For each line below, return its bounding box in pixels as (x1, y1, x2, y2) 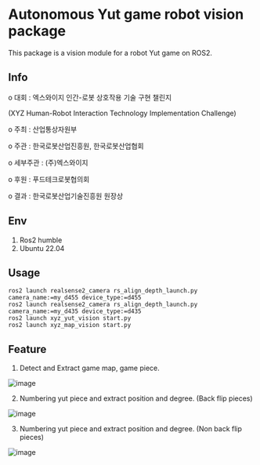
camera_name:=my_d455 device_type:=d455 (8, 294, 143, 302)
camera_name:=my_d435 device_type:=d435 (8, 307, 143, 315)
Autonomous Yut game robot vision (8, 5, 244, 24)
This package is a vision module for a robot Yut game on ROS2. (8, 48, 213, 57)
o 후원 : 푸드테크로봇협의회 (8, 174, 90, 183)
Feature (8, 343, 47, 356)
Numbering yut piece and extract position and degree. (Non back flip (19, 424, 243, 434)
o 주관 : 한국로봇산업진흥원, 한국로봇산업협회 (8, 141, 144, 151)
